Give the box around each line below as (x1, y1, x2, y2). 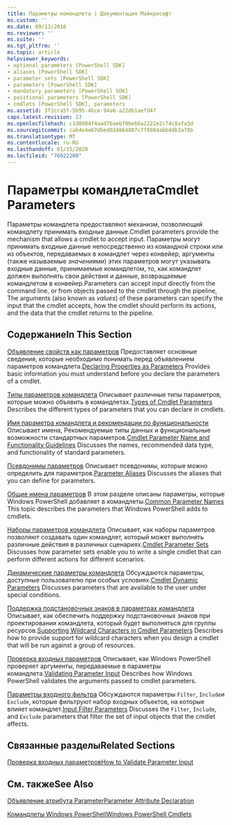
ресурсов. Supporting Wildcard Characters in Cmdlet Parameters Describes (7, 626, 224, 635)
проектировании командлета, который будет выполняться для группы (7, 619, 216, 627)
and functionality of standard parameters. (7, 448, 126, 456)
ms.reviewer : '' (7, 29, 54, 37)
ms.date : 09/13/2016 (7, 23, 67, 30)
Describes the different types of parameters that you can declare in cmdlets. (7, 405, 226, 414)
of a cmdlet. (7, 377, 42, 385)
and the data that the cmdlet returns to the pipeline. (7, 309, 154, 317)
